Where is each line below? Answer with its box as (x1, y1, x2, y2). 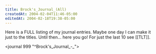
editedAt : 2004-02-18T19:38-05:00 (5, 16, 76, 21)
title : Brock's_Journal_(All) (5, 7, 67, 12)
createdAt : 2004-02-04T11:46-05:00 (5, 12, 78, 16)
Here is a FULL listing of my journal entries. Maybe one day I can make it (5, 29, 151, 35)
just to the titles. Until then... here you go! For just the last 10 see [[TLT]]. (5, 34, 151, 40)
